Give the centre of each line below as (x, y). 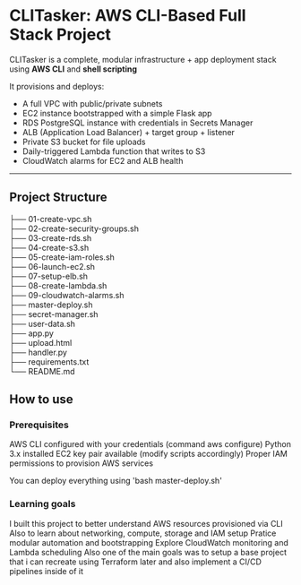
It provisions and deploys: (57, 86)
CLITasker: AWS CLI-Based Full (128, 16)
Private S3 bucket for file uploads (84, 142)
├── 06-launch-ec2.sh (52, 266)
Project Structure (58, 198)
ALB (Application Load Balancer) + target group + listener (129, 132)
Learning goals (43, 504)
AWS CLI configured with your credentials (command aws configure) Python (150, 444)
